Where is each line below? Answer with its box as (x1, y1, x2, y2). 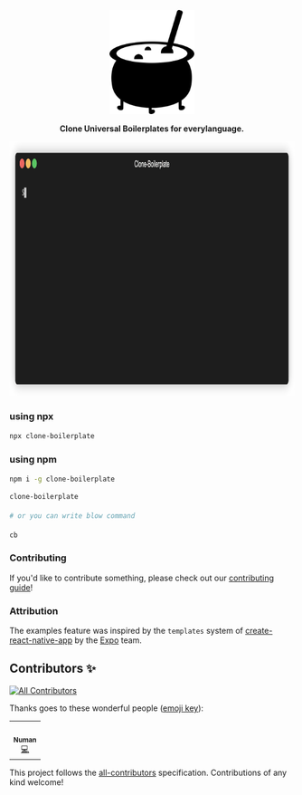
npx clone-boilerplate (9, 432, 95, 441)
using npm (9, 453, 57, 465)
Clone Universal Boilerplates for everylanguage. (60, 123, 244, 134)
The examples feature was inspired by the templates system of (9, 626, 244, 637)
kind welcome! (9, 776, 64, 788)
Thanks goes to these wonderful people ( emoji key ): (9, 703, 204, 714)
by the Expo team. (74, 635, 143, 646)
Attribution (9, 604, 59, 617)
